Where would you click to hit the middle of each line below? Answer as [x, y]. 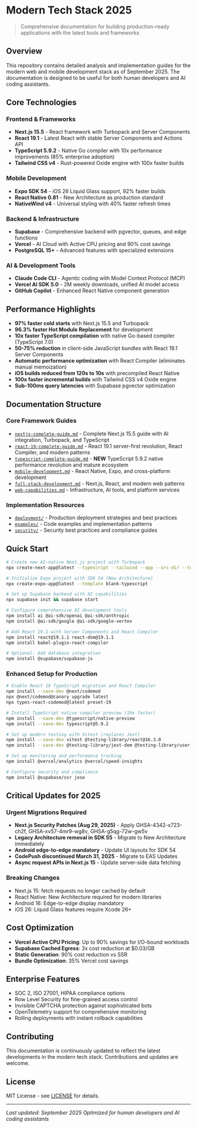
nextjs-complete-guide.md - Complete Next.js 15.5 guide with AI [91, 433]
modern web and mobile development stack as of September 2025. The [93, 72]
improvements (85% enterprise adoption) [64, 157]
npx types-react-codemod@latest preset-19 [59, 703]
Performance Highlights [51, 309]
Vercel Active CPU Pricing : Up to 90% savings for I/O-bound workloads [102, 942]
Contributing [30, 1036]
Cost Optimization [40, 928]
